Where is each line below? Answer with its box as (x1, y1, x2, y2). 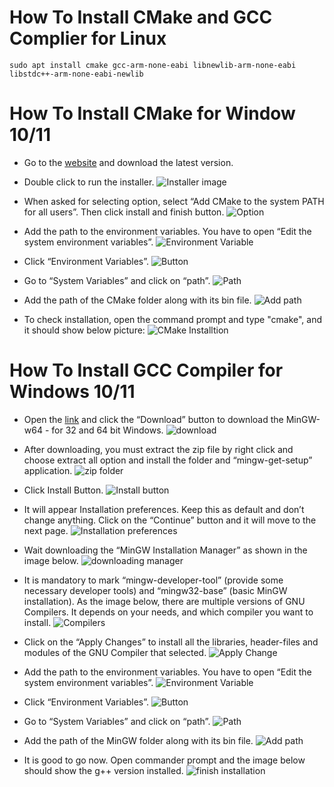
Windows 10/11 (9, 381, 136, 403)
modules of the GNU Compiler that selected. (23, 646, 207, 658)
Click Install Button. (23, 484, 104, 496)
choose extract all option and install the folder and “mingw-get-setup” (23, 454, 313, 466)
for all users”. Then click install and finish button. (23, 206, 225, 218)
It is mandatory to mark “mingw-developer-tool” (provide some (23, 574, 284, 586)
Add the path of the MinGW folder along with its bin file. (23, 734, 254, 746)
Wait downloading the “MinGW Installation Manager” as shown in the (23, 544, 308, 556)
